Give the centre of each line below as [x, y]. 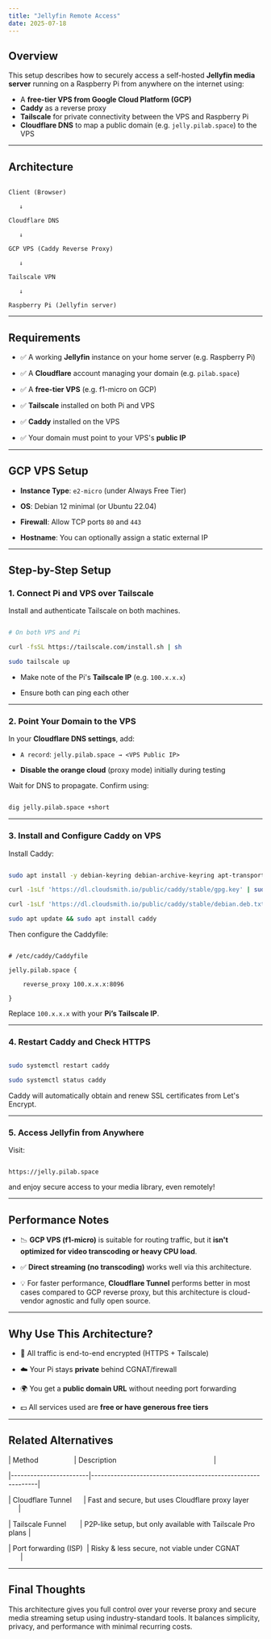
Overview [33, 56]
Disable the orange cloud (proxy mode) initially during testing [123, 770]
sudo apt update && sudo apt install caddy [83, 919]
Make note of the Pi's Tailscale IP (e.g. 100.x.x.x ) [103, 678]
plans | [20, 1533]
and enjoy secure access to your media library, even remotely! [112, 1187]
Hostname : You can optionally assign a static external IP [114, 537]
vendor [32, 1301]
